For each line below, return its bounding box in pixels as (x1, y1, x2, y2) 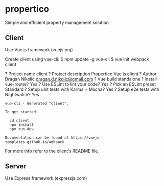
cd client (9, 118, 29, 123)
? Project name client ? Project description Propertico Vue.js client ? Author (5, 71, 157, 77)
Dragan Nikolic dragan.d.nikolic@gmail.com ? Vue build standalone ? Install (5, 76, 157, 82)
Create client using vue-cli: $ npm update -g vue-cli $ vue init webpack (5, 56, 149, 62)
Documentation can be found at (5, 135, 69, 140)
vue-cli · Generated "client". (5, 101, 69, 106)
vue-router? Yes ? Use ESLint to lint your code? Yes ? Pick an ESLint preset (5, 81, 156, 87)
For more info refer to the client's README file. (5, 148, 99, 154)
